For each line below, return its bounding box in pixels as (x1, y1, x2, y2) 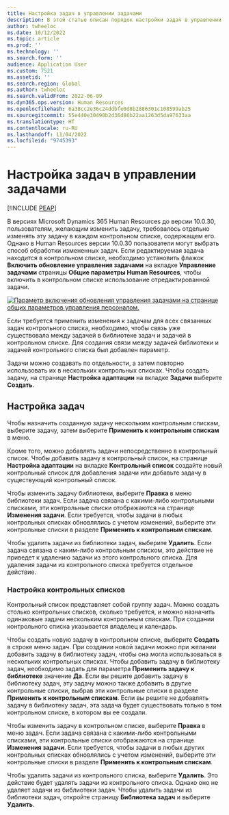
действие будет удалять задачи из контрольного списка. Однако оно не (7, 779, 219, 787)
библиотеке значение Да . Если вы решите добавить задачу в (7, 672, 189, 680)
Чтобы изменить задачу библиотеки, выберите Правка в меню (7, 489, 192, 497)
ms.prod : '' (7, 42, 41, 49)
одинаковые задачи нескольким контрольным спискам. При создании (7, 615, 215, 623)
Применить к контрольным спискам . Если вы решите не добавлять (7, 694, 209, 702)
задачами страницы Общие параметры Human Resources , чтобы (7, 268, 202, 277)
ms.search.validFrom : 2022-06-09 (7, 93, 103, 100)
